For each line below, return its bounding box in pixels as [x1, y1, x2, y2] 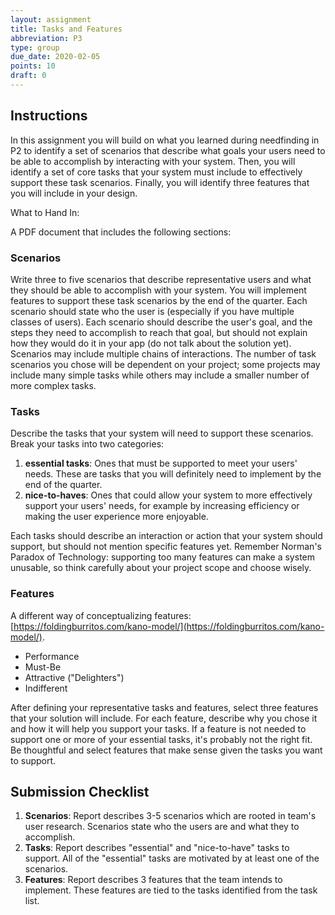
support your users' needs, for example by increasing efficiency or [24, 500, 300, 512]
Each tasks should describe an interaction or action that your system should [10, 530, 323, 542]
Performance [24, 650, 80, 662]
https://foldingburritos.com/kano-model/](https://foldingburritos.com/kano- [13, 620, 325, 632]
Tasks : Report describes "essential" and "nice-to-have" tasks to [24, 842, 290, 854]
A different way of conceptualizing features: [10, 609, 192, 621]
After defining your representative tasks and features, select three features [10, 701, 319, 713]
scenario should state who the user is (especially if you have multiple [10, 305, 295, 317]
